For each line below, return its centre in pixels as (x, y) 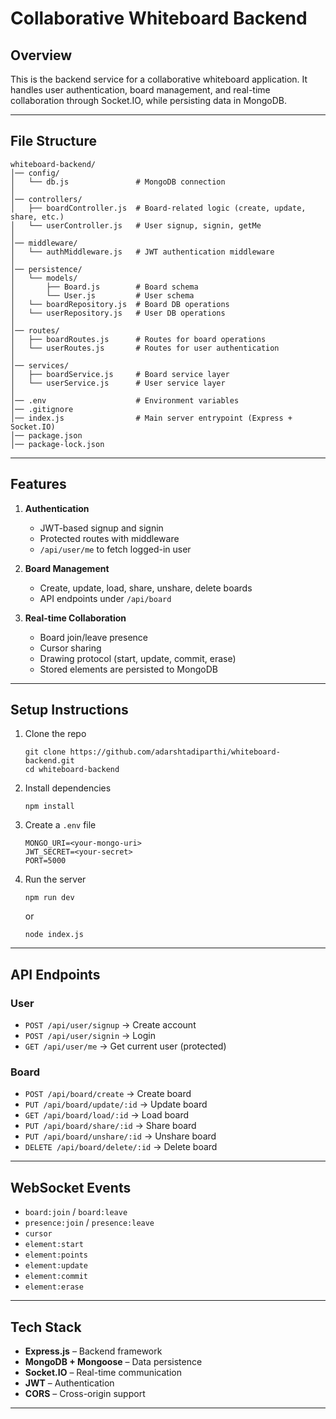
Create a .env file (60, 825)
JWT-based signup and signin (101, 528)
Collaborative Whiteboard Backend (159, 18)
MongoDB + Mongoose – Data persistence (113, 1362)
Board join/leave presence (93, 637)
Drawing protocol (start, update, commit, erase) (138, 658)
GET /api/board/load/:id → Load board (107, 1115)
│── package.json (46, 435)
